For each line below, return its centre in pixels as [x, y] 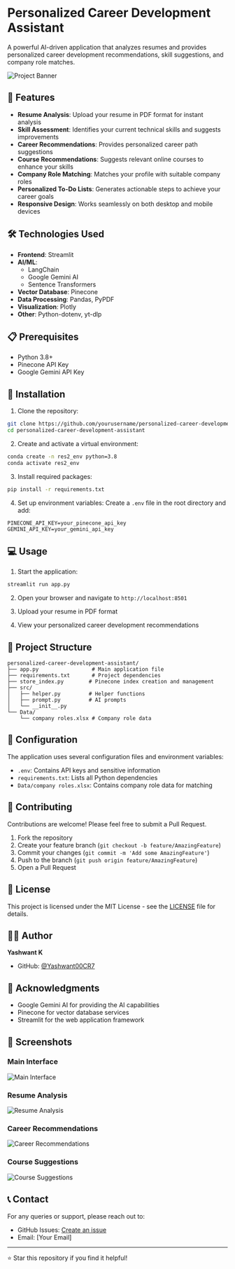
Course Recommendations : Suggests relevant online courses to [111, 159]
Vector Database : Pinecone [57, 291]
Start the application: [48, 571]
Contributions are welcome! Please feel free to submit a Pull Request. [107, 824]
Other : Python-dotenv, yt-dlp [59, 314]
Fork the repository [45, 838]
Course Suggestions [43, 1162]
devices [29, 211]
